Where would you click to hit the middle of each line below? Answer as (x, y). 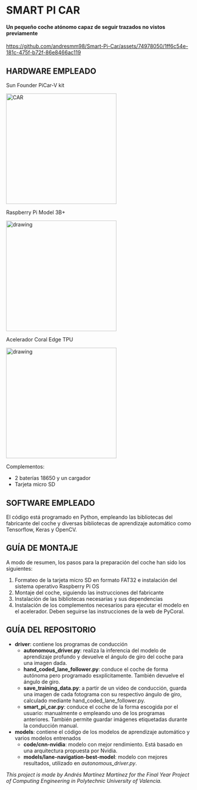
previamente (22, 33)
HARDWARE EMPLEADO (51, 71)
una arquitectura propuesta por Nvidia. (70, 750)
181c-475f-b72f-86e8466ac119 (44, 52)
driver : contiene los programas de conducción (71, 644)
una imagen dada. (45, 663)
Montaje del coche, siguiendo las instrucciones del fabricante (89, 592)
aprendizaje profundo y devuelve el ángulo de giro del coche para (103, 656)
